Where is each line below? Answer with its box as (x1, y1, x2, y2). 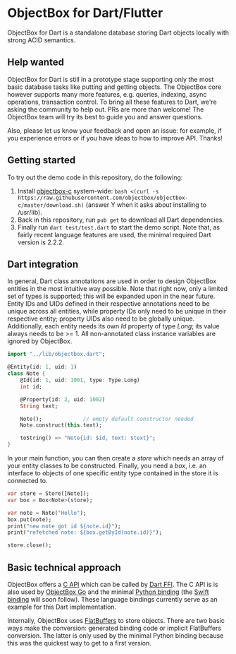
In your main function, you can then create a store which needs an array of (7, 454, 224, 462)
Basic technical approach (7, 561, 121, 573)
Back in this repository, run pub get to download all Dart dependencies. (17, 215, 224, 224)
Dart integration (7, 258, 79, 270)
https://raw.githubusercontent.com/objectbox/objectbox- (17, 194, 189, 201)
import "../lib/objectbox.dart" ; (7, 351, 106, 358)
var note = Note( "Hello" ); (7, 509, 87, 516)
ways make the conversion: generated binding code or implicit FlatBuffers (7, 624, 222, 632)
